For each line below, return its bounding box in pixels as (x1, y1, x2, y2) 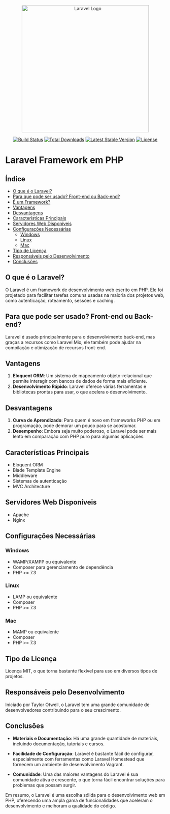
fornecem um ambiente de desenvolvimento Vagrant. (12, 761, 124, 767)
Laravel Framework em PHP (5, 154, 124, 166)
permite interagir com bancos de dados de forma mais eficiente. (12, 378, 147, 384)
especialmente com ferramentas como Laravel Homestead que (12, 756, 145, 762)
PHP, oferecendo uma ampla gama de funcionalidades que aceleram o (5, 797, 153, 803)
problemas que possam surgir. (12, 782, 77, 788)
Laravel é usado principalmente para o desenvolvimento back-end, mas (5, 333, 155, 340)
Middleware (12, 472, 38, 479)
